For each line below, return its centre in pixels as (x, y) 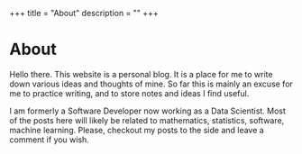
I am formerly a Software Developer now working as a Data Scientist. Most (148, 111)
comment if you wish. (50, 140)
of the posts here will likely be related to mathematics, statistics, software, (147, 120)
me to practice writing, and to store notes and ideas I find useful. (129, 93)
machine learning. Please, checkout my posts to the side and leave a (137, 130)
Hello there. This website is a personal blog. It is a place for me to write (141, 74)
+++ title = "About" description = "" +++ (84, 13)
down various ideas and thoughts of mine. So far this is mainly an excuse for (151, 84)
